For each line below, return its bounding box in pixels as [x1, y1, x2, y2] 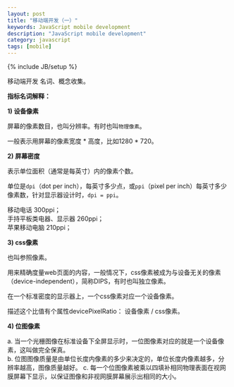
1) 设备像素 [7, 107, 39, 115]
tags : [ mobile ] [7, 43, 52, 50]
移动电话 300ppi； [7, 206, 61, 214]
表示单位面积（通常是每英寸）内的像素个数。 [7, 167, 137, 175]
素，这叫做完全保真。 [7, 346, 69, 354]
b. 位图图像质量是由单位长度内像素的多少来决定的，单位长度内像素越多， [7, 355, 218, 363]
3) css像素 [7, 238, 39, 247]
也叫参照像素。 [7, 253, 51, 262]
